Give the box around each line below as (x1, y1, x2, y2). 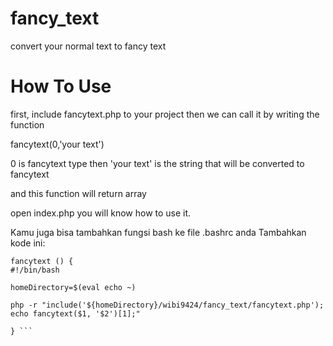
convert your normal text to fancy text (10, 40, 167, 52)
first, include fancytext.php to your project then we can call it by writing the (10, 108, 320, 120)
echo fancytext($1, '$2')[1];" (10, 308, 141, 319)
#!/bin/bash (10, 265, 60, 275)
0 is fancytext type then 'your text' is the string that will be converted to (10, 157, 305, 169)
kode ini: (10, 237, 46, 249)
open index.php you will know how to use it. (10, 207, 192, 219)
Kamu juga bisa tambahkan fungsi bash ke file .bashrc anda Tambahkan (10, 226, 307, 238)
